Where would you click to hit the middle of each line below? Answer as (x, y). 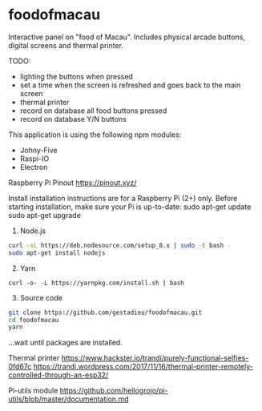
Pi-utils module (33, 391)
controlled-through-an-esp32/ (58, 375)
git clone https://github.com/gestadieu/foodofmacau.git (105, 312)
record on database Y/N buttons (73, 119)
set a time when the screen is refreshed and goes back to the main (130, 85)
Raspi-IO (34, 159)
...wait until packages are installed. (65, 343)
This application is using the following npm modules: (95, 135)
